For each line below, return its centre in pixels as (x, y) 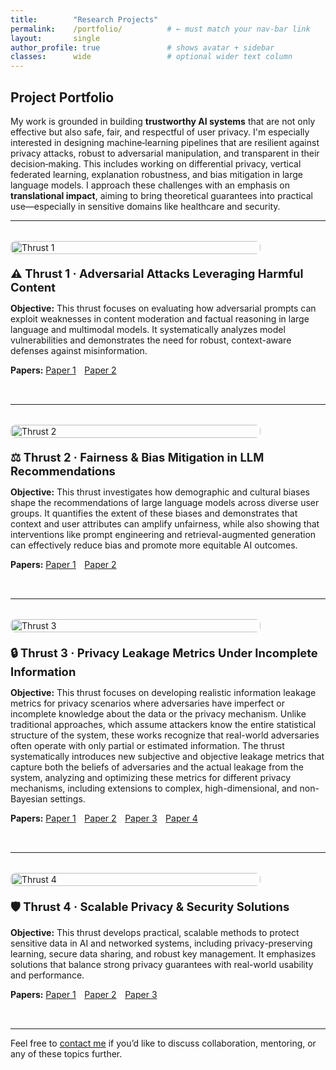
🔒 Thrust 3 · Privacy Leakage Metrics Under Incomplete (164, 652)
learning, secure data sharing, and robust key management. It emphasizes (163, 953)
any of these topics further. (66, 1053)
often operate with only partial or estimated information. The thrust (147, 745)
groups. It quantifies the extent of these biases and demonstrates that (154, 513)
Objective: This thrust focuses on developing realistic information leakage (163, 692)
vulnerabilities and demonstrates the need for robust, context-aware (151, 340)
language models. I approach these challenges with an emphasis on (150, 185)
